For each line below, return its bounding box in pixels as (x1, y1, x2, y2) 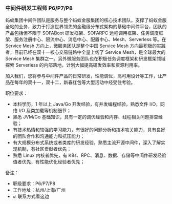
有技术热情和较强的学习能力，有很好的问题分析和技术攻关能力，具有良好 (12, 127, 165, 133)
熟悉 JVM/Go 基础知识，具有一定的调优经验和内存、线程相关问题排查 (12, 114, 159, 120)
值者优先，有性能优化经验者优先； (12, 159, 85, 165)
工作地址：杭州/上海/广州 (12, 187, 66, 193)
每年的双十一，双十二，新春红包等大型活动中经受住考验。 (14, 79, 136, 86)
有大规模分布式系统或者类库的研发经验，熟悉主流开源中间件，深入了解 (12, 139, 161, 146)
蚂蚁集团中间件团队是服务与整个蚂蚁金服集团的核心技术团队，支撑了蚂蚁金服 (5, 17, 167, 24)
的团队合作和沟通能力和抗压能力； (12, 133, 85, 139)
